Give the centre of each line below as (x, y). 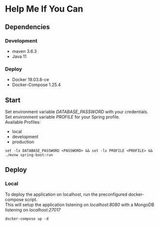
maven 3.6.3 (24, 51)
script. (31, 199)
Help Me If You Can (44, 9)
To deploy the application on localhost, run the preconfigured (66, 194)
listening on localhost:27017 (33, 209)
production (23, 141)
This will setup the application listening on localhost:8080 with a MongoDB (80, 205)
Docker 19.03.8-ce (31, 80)
